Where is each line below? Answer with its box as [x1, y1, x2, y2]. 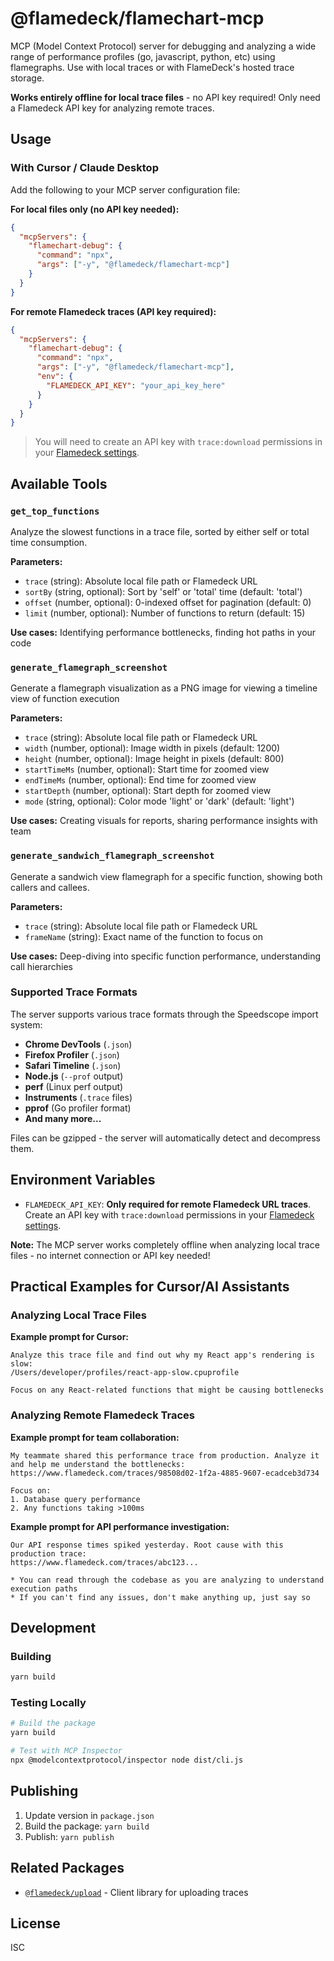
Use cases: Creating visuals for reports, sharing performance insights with [10, 815, 318, 827]
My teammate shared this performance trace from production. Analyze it [10, 1450, 320, 1461]
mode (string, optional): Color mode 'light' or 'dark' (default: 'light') [24, 795, 295, 807]
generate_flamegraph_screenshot [10, 662, 168, 673]
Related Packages [10, 1860, 125, 1877]
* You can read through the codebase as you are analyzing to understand [10, 1575, 325, 1585]
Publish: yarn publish [24, 1830, 115, 1842]
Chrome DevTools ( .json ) [24, 1038, 133, 1050]
